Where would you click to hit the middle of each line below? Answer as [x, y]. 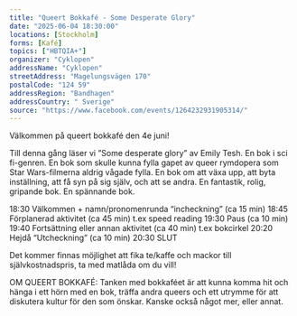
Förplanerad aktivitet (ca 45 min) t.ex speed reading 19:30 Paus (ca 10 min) [149, 218]
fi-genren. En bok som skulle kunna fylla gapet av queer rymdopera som [144, 163]
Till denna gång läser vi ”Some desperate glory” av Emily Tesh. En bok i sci [148, 153]
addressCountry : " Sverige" [62, 102]
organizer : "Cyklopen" [52, 60]
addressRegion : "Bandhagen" [62, 93]
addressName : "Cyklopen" [56, 69]
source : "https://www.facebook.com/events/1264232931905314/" [129, 110]
